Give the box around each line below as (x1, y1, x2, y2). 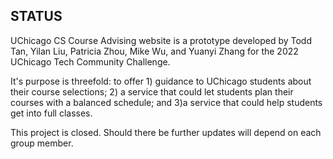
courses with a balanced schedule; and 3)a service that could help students (10, 96, 323, 108)
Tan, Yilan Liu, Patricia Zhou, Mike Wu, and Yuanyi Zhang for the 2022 (10, 45, 299, 57)
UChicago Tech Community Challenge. (10, 55, 171, 68)
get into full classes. (10, 107, 93, 119)
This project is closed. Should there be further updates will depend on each (10, 126, 322, 138)
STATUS (10, 8, 63, 25)
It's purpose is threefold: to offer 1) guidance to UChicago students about (10, 75, 312, 87)
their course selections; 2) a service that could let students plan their (10, 85, 294, 98)
